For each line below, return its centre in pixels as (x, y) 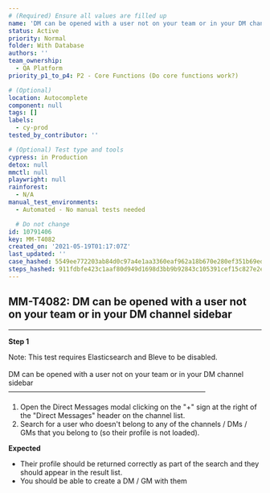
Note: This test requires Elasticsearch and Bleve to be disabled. (113, 357)
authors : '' (28, 53)
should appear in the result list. (71, 472)
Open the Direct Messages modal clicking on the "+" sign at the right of (138, 407)
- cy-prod (32, 128)
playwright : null (37, 180)
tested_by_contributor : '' (53, 135)
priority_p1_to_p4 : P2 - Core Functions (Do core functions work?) (124, 76)
